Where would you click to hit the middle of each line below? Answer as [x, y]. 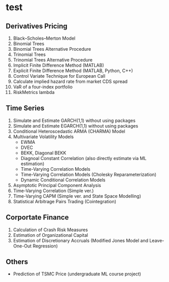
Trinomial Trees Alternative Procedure [53, 60]
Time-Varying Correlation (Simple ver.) [53, 191]
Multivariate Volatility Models [43, 137]
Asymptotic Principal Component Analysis [57, 185]
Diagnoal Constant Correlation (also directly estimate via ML [83, 158]
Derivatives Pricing [37, 26]
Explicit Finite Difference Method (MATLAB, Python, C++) [73, 71]
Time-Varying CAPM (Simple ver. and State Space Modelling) [77, 196]
